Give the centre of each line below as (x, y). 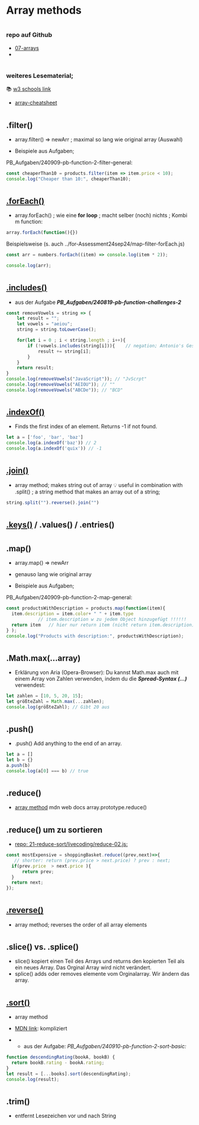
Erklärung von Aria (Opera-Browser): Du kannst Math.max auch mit (97, 673)
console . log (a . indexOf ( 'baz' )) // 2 (51, 443)
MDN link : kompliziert (41, 1029)
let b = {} (20, 760)
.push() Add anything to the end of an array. (68, 743)
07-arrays (27, 48)
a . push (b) (18, 766)
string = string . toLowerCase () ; (57, 330)
